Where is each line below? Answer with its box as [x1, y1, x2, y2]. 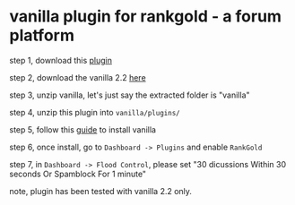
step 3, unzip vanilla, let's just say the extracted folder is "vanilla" [9, 90, 250, 100]
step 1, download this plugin [9, 55, 112, 65]
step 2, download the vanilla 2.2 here [9, 72, 146, 82]
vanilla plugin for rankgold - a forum [9, 6, 282, 27]
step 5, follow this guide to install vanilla [9, 124, 157, 135]
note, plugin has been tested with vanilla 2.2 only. [9, 185, 193, 196]
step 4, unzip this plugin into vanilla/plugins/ [9, 107, 181, 117]
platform [9, 25, 74, 46]
